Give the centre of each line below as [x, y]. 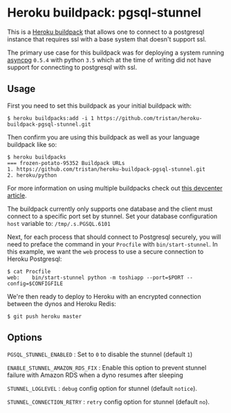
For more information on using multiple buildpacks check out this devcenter [115, 188]
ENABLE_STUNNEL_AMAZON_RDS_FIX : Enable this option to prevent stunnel [107, 367]
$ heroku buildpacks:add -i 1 [51, 118]
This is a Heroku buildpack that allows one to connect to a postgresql [106, 32]
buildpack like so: [32, 144]
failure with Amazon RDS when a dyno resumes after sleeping [95, 375]
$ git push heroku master [44, 316]
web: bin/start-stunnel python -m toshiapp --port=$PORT [96, 278]
